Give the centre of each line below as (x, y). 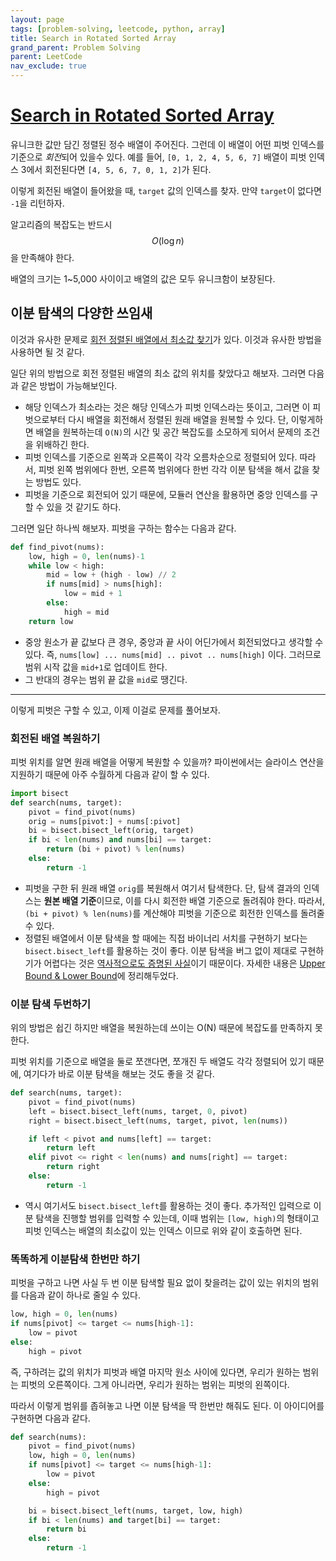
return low (51, 621)
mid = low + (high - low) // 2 (111, 575)
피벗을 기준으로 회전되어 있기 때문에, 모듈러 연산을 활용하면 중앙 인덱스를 (166, 494)
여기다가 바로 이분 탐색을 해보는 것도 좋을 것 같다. (119, 1074)
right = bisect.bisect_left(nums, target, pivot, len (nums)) (158, 1121)
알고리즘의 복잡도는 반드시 (61, 224)
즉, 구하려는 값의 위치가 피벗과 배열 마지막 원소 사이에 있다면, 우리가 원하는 (155, 1372)
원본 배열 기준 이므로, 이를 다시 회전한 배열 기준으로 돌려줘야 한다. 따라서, (184, 900)
